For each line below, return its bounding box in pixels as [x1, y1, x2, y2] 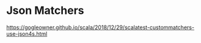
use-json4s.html [6, 30, 48, 37]
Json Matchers [6, 4, 84, 18]
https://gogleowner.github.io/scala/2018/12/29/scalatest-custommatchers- [6, 24, 194, 31]
